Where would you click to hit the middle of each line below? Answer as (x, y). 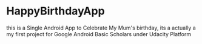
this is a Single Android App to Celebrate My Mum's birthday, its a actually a (101, 28)
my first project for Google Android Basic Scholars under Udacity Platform (99, 34)
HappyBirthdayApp (56, 11)
